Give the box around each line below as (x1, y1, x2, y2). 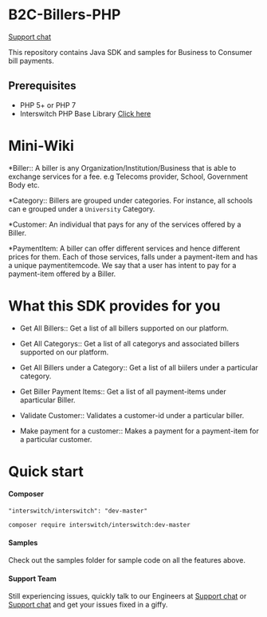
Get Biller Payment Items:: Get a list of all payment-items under (19, 386, 227, 396)
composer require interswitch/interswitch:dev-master (8, 521, 191, 529)
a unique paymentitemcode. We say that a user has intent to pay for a (8, 260, 237, 270)
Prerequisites (8, 79, 77, 93)
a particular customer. (19, 434, 92, 444)
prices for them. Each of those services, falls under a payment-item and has (8, 251, 258, 261)
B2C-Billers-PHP (8, 6, 121, 24)
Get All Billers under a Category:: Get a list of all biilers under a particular (19, 362, 259, 372)
